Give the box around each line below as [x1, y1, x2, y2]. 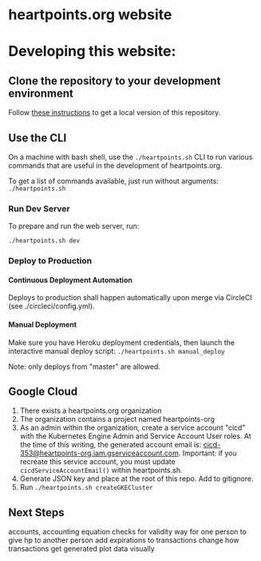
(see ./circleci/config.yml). [8, 302, 95, 311]
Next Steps [8, 506, 65, 519]
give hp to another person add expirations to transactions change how [8, 535, 239, 545]
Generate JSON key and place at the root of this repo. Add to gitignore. [19, 474, 254, 483]
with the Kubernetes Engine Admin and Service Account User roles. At [19, 431, 251, 441]
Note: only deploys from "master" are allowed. [8, 362, 161, 371]
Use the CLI [8, 130, 67, 145]
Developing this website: [8, 42, 176, 61]
